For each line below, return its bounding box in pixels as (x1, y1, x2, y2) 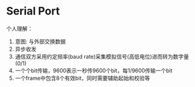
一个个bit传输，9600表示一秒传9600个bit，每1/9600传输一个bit (14, 66, 173, 74)
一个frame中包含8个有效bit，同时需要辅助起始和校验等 (14, 74, 150, 82)
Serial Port (6, 4, 60, 18)
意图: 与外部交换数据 (14, 37, 66, 45)
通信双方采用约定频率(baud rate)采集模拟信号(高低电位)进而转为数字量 (14, 53, 190, 60)
